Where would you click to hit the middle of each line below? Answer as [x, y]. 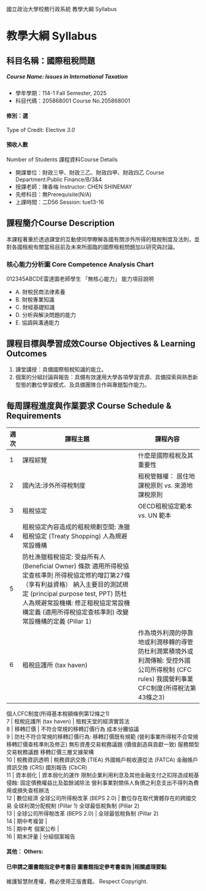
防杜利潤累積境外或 [166, 651]
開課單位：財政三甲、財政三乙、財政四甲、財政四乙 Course [90, 172]
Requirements [34, 416]
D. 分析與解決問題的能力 [46, 315]
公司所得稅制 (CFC [165, 669]
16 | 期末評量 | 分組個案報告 [41, 836]
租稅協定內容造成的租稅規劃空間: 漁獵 [76, 527]
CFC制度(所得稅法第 [167, 688]
